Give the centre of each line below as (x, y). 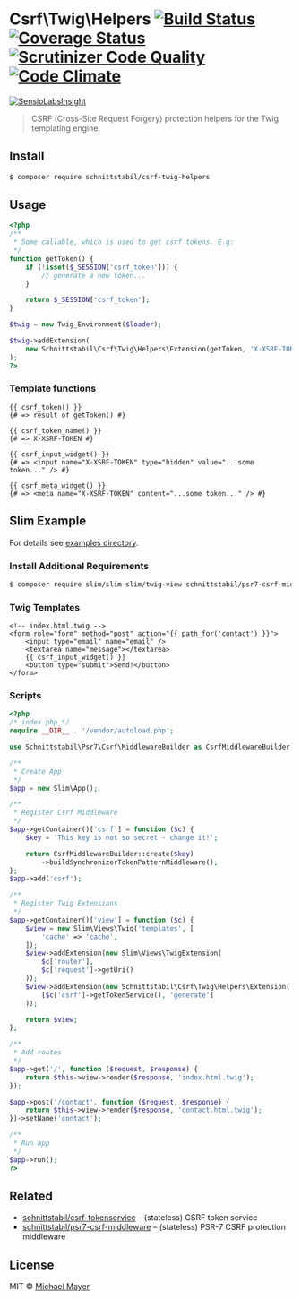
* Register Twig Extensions (65, 904)
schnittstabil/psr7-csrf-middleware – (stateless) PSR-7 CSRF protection (154, 1227)
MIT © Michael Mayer (50, 1287)
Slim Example (48, 521)
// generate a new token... (94, 275)
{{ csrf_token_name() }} (56, 430)
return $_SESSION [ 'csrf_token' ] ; (88, 300)
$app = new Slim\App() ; (54, 788)
